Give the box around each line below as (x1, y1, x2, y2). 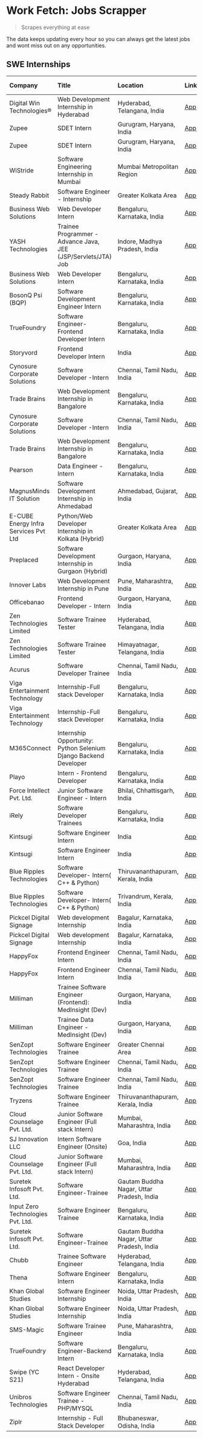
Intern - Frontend (57, 769, 107, 777)
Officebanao (9, 598, 45, 606)
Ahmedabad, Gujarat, (117, 486, 178, 495)
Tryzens (9, 1096, 33, 1105)
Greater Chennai (117, 1040, 165, 1048)
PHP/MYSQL (57, 1404, 94, 1413)
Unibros (9, 1393, 32, 1401)
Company (9, 81, 38, 90)
